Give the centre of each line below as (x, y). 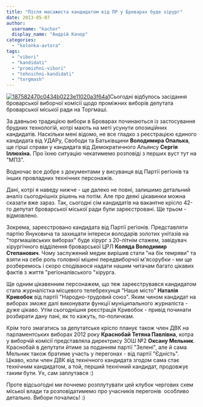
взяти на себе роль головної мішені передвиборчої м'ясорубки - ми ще (99, 260)
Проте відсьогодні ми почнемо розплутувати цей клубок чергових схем (100, 385)
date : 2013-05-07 (28, 18)
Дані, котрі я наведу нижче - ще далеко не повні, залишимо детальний (98, 190)
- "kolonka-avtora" (36, 46)
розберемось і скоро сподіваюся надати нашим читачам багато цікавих (100, 266)
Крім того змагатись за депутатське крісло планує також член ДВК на (98, 328)
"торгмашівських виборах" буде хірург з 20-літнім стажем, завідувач (96, 240)
